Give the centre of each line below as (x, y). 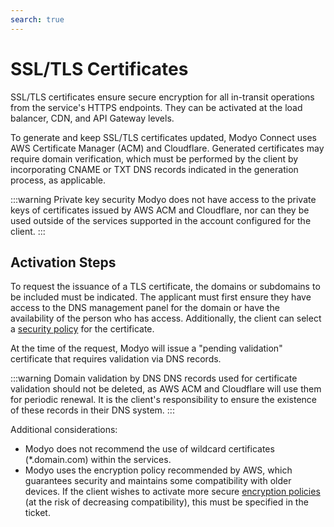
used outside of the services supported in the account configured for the (161, 220)
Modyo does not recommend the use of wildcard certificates (149, 449)
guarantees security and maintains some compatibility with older (158, 481)
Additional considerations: (64, 430)
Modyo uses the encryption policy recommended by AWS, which (158, 470)
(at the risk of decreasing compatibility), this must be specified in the (166, 502)
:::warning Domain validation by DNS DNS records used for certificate (154, 378)
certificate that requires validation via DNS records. (116, 359)
